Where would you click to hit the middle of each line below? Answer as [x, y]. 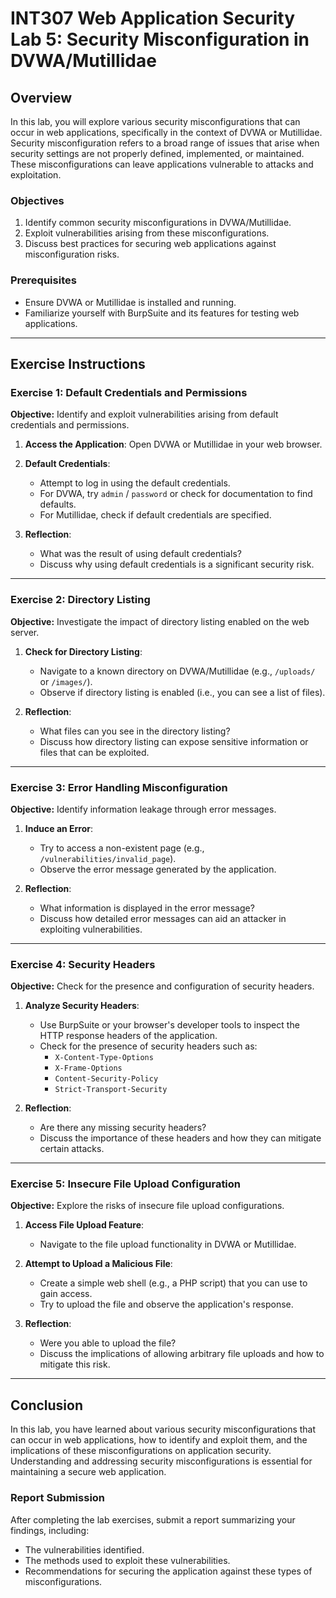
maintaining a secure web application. [88, 1472]
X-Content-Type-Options [104, 1058]
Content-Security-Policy [106, 1079]
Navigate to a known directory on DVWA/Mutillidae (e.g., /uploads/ [177, 671]
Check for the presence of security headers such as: [148, 1046]
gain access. [66, 1294]
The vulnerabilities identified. [84, 1549]
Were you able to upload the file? [108, 1343]
